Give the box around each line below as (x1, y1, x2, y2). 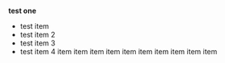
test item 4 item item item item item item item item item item (19, 47, 218, 56)
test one (8, 6, 37, 15)
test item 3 (19, 38, 56, 48)
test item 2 (19, 30, 56, 39)
